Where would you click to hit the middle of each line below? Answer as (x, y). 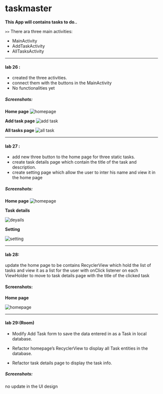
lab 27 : (13, 146)
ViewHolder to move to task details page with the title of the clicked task (77, 276)
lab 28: (12, 254)
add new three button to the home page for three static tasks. (73, 157)
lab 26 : (13, 67)
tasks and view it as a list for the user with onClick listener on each (72, 270)
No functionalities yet (33, 88)
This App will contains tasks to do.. (41, 22)
